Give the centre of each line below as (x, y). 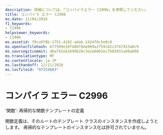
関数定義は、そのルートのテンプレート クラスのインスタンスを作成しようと (82, 121)
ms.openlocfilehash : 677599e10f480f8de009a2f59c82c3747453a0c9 (72, 47)
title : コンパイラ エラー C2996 (36, 14)
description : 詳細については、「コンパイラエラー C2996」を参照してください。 (77, 10)
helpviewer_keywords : (28, 33)
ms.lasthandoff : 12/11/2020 (34, 65)
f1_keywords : (19, 24)
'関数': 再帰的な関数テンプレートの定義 (45, 110)
